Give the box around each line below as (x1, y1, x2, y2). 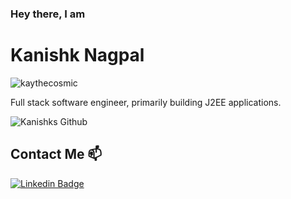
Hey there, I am (10, 7, 86, 21)
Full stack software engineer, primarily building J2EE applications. (10, 96, 282, 108)
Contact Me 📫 (10, 146, 103, 163)
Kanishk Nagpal (10, 44, 145, 67)
